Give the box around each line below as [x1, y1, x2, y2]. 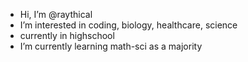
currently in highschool [19, 30, 115, 41]
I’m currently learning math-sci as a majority [19, 40, 203, 52]
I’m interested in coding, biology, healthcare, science [19, 19, 238, 31]
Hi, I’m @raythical [19, 9, 93, 20]
